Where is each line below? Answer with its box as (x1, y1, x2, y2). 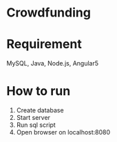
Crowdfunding (6, 5, 91, 21)
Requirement (6, 37, 82, 52)
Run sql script (16, 121, 56, 129)
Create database (16, 106, 64, 114)
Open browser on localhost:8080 (16, 128, 111, 136)
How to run (6, 83, 71, 99)
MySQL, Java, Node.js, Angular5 (6, 59, 99, 68)
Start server (16, 114, 51, 122)
